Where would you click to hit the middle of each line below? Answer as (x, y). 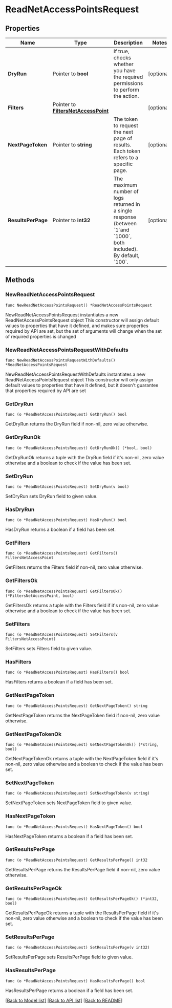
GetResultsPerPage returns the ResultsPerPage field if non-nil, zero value (83, 869)
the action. (126, 96)
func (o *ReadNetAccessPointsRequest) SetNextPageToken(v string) (78, 793)
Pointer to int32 (71, 220)
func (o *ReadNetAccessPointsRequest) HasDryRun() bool (66, 520)
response (125, 217)
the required (128, 77)
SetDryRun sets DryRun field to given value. (51, 496)
